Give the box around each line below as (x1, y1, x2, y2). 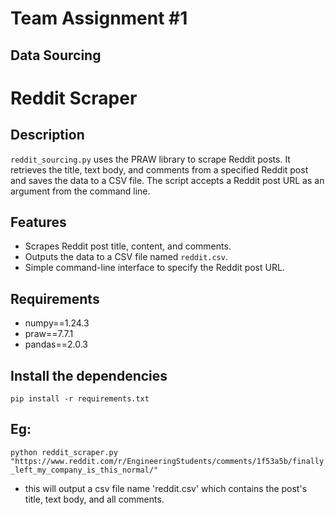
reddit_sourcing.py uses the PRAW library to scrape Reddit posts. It (10, 153, 291, 165)
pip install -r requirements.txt (10, 394, 150, 404)
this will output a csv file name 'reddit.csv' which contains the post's (24, 482, 308, 494)
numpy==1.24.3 (24, 317, 90, 329)
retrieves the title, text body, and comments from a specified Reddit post (10, 163, 309, 176)
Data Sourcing (10, 47, 102, 64)
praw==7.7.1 (24, 328, 74, 340)
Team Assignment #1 (10, 7, 188, 30)
